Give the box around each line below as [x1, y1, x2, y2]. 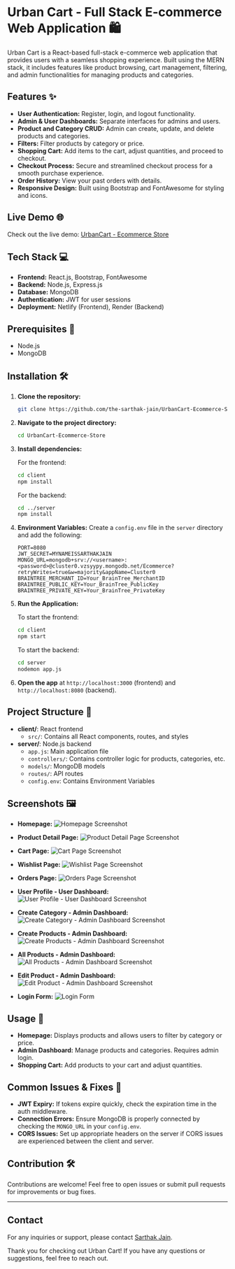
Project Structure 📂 [7, 706, 92, 718]
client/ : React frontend [17, 724, 84, 733]
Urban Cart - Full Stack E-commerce [7, 4, 222, 20]
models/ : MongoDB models [27, 761, 106, 770]
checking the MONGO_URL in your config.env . [17, 1122, 142, 1130]
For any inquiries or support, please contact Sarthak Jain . [7, 1233, 173, 1241]
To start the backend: [17, 646, 79, 654]
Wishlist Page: [17, 861, 61, 869]
